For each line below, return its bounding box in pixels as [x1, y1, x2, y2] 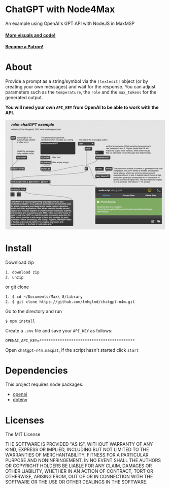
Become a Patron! [5, 44, 44, 50]
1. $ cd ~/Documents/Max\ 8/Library [5, 294, 83, 299]
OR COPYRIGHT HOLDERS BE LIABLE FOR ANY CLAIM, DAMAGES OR [5, 463, 152, 469]
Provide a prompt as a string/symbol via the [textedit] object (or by [5, 78, 148, 84]
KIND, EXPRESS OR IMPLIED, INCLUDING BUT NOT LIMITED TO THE [5, 446, 149, 453]
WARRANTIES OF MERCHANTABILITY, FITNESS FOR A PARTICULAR [5, 452, 149, 458]
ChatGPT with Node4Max [5, 4, 115, 15]
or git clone [5, 284, 29, 290]
